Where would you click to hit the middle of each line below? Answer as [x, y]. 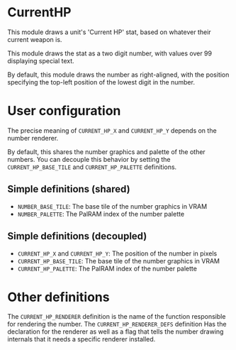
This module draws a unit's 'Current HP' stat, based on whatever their [109, 32]
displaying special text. [41, 60]
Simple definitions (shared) [69, 189]
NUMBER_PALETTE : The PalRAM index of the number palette [101, 214]
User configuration [64, 111]
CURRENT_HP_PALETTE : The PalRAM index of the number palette [107, 268]
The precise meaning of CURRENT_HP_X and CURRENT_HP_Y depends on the [112, 130]
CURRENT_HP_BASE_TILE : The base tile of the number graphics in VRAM [118, 261]
